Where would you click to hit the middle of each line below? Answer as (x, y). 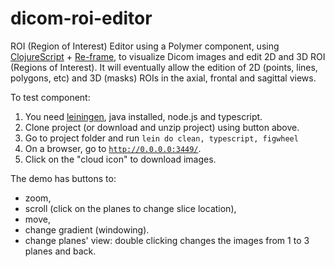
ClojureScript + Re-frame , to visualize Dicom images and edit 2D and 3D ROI (168, 56)
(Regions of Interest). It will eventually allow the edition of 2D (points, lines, (164, 67)
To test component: (50, 97)
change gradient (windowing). (87, 229)
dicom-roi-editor (81, 18)
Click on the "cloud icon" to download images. (120, 159)
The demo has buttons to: (63, 178)
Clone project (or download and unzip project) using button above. (162, 127)
